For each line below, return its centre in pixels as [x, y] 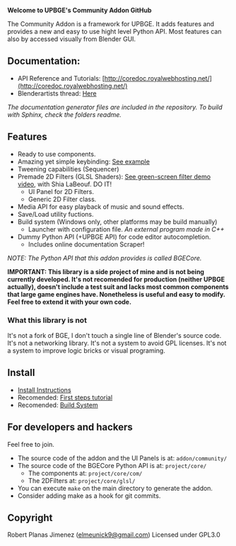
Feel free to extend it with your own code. [70, 302]
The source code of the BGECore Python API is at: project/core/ [112, 465]
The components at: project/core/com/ [85, 473]
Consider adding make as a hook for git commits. [89, 496]
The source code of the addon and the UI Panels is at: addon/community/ [122, 458]
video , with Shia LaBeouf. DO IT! [64, 184]
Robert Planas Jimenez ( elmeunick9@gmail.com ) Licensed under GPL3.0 [114, 535]
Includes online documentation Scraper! [86, 244]
